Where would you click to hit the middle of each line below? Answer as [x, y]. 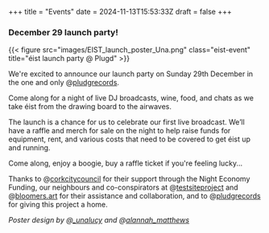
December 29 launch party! [63, 32]
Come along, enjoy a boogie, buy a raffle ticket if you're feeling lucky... [126, 163]
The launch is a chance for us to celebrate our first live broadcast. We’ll [127, 122]
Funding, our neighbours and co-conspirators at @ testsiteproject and [124, 187]
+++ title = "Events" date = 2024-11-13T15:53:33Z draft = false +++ [120, 12]
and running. [29, 148]
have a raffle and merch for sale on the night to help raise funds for [120, 131]
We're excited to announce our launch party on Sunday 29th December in [131, 74]
